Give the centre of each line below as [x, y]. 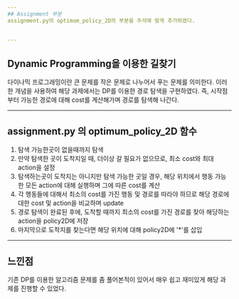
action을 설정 [36, 167]
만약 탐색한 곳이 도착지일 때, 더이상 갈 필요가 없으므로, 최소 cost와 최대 [116, 159]
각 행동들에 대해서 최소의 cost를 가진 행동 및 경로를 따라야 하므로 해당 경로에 [123, 194]
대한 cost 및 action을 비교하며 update [71, 203]
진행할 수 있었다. [43, 288]
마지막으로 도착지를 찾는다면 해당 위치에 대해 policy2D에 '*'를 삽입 [110, 230]
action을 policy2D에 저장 [53, 221]
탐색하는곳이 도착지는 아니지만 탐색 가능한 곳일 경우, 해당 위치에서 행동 [115, 177]
